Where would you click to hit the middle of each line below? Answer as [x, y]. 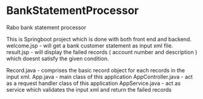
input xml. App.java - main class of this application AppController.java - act [99, 77]
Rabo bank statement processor [46, 27]
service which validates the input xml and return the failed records [89, 89]
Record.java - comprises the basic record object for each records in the [96, 70]
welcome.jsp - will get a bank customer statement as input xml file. [90, 46]
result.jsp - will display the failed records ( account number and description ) [102, 52]
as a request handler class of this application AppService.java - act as [93, 83]
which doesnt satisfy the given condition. [58, 58]
